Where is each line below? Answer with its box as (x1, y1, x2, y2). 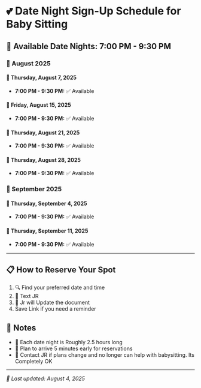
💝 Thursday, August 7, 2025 (6, 74, 77, 82)
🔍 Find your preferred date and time (14, 284, 105, 291)
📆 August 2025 (6, 59, 51, 67)
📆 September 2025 (6, 185, 62, 193)
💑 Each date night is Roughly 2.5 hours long (14, 339, 123, 346)
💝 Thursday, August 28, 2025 (6, 156, 81, 163)
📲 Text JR (14, 293, 39, 300)
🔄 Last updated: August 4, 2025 (6, 375, 86, 382)
